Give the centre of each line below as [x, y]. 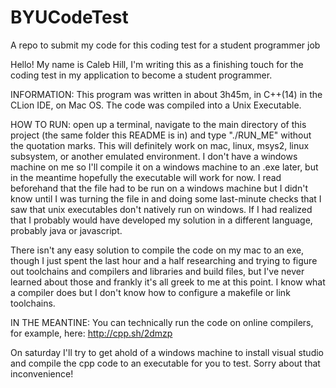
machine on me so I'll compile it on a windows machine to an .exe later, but [164, 167]
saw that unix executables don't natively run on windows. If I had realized [161, 209]
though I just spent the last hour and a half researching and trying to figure [164, 260]
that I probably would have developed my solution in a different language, [161, 220]
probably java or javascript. [66, 230]
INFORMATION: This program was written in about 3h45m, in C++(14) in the [166, 94]
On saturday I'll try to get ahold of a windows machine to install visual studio [167, 352]
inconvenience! [42, 373]
